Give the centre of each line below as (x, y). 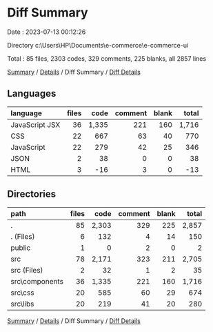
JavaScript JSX (35, 124)
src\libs (22, 304)
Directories (32, 194)
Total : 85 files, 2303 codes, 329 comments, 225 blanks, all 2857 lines (107, 58)
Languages (32, 94)
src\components (37, 281)
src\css (22, 293)
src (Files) (27, 270)
